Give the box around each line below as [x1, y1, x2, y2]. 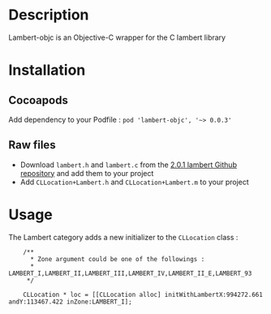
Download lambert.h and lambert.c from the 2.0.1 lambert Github [19, 160, 238, 170]
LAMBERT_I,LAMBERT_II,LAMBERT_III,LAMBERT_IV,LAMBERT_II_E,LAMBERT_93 [8, 269, 252, 277]
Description [8, 6, 89, 24]
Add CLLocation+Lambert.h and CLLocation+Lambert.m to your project [19, 177, 249, 187]
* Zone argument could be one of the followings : [29, 255, 205, 263]
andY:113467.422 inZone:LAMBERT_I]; [8, 298, 132, 306]
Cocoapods [8, 93, 69, 107]
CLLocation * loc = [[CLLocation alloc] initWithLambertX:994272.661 [23, 290, 264, 299]
